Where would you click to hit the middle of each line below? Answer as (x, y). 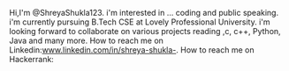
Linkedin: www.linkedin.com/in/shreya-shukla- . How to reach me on (132, 50)
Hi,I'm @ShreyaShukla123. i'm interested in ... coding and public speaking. (144, 13)
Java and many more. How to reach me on (86, 40)
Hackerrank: (32, 59)
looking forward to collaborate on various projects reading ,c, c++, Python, (145, 31)
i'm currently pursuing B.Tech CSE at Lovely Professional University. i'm (140, 22)
